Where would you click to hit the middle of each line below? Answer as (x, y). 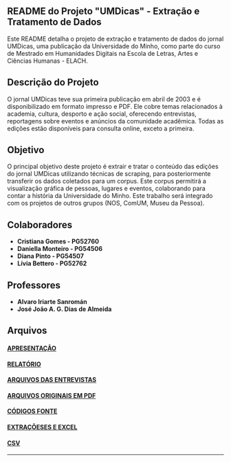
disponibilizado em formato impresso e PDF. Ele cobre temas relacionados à (115, 106)
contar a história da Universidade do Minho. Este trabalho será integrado (110, 196)
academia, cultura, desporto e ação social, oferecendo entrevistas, (102, 114)
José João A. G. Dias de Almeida (64, 309)
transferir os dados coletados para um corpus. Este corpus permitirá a (107, 181)
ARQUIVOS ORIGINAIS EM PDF (52, 395)
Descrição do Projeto (53, 82)
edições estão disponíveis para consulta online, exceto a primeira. (101, 128)
